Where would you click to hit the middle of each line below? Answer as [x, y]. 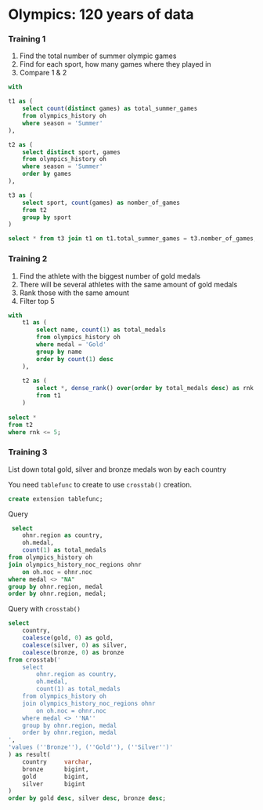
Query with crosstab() [44, 609]
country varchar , [57, 762]
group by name [59, 352]
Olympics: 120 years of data [101, 15]
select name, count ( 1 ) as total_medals [101, 330]
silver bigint [54, 784]
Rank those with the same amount [74, 293]
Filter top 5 [37, 301]
